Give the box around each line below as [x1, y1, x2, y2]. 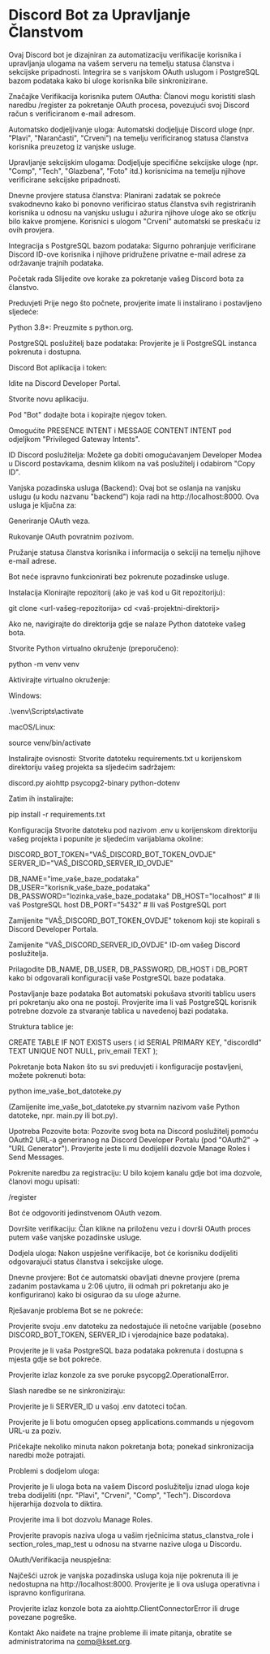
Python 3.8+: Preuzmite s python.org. [8, 323, 134, 332]
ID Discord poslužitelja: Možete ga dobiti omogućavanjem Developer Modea [8, 449, 262, 460]
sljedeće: [8, 306, 39, 316]
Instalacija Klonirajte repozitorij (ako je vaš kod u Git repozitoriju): [8, 587, 225, 597]
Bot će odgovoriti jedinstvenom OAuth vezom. [8, 1208, 162, 1218]
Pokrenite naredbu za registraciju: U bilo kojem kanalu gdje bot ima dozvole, [8, 1167, 263, 1177]
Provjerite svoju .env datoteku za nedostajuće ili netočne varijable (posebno [8, 1321, 262, 1331]
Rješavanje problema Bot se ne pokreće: [8, 1305, 144, 1315]
